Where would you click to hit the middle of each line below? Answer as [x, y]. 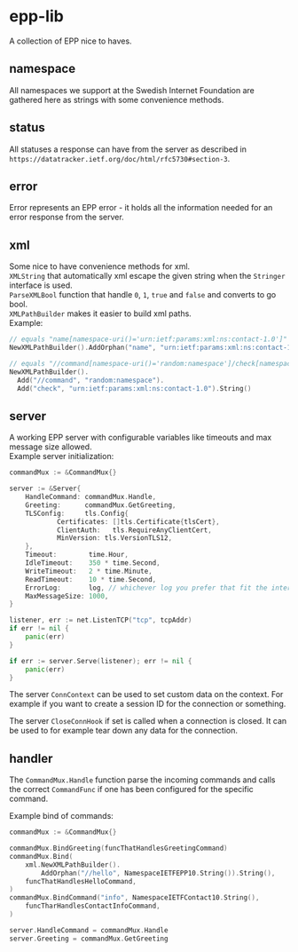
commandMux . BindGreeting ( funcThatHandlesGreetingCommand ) [118, 849]
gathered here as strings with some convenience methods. [117, 99]
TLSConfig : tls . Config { [77, 513]
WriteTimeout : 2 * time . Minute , [89, 571]
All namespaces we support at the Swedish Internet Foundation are [132, 90]
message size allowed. [51, 447]
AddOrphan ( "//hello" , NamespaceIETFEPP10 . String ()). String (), [158, 873]
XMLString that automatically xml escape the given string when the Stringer [147, 276]
